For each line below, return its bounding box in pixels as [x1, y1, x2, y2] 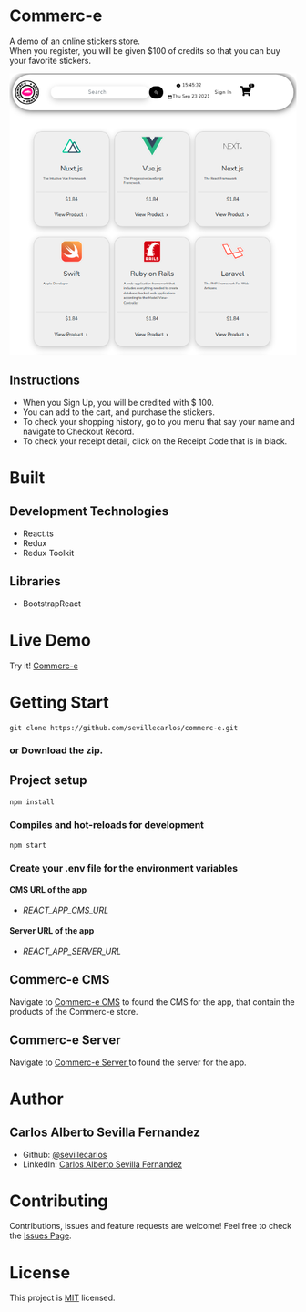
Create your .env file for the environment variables [9, 862, 239, 874]
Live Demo [9, 630, 91, 650]
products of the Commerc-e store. [9, 1006, 138, 1017]
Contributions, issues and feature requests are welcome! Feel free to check [9, 1221, 292, 1232]
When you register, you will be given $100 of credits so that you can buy [9, 45, 280, 56]
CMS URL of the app [9, 884, 87, 895]
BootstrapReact [22, 598, 82, 609]
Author [9, 1089, 64, 1109]
